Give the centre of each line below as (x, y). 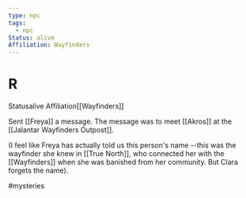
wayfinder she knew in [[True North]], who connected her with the (116, 154)
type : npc (25, 15)
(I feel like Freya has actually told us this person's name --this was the (122, 145)
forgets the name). (38, 170)
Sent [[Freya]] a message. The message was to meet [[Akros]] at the (120, 122)
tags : (17, 23)
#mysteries (26, 186)
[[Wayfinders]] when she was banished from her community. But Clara (123, 162)
